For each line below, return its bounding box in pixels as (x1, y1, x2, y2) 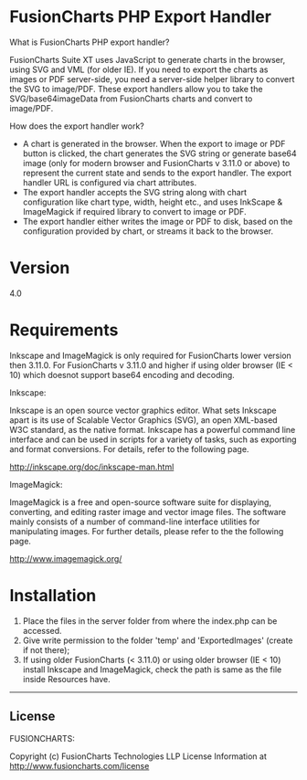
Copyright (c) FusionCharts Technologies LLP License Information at (9, 751, 268, 762)
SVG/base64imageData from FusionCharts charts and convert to (9, 93, 253, 104)
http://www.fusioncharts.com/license (9, 760, 150, 771)
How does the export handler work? (9, 121, 144, 132)
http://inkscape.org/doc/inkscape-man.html (9, 461, 175, 472)
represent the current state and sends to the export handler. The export (22, 167, 292, 178)
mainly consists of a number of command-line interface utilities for (9, 516, 260, 527)
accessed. (22, 625, 62, 636)
